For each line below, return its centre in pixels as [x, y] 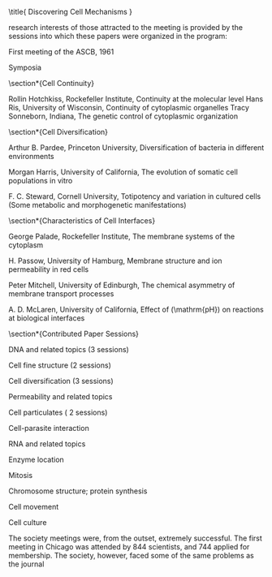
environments [31, 156]
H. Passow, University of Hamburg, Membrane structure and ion [115, 261]
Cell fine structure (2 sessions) [60, 365]
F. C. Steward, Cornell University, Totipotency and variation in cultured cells [135, 196]
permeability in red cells [49, 269]
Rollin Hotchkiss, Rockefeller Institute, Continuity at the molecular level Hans [136, 99]
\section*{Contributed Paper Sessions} [74, 334]
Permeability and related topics [60, 396]
